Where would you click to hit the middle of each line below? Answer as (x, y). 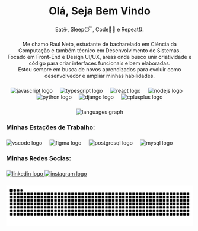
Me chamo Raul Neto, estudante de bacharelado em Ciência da (100, 44)
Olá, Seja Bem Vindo (100, 11)
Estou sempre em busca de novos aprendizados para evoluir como (100, 70)
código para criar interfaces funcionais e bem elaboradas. (100, 63)
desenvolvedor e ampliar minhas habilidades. (100, 76)
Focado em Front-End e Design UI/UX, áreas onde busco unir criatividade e (100, 57)
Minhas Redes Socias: (39, 158)
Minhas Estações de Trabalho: (51, 127)
